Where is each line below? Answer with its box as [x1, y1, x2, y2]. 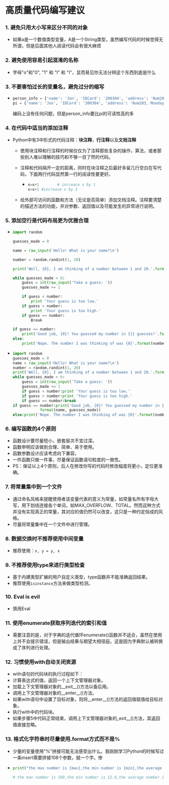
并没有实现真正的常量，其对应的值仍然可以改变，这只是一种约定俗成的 [12, 508, 159, 515]
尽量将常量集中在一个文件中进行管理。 [12, 521, 92, 527]
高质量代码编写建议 [5, 5, 85, 16]
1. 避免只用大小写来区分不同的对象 [5, 24, 88, 31]
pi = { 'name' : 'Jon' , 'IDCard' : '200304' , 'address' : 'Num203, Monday [12, 100, 164, 105]
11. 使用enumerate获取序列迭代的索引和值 [5, 619, 107, 626]
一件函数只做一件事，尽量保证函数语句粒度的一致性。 [12, 457, 124, 463]
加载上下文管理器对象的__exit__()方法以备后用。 [12, 684, 111, 690]
